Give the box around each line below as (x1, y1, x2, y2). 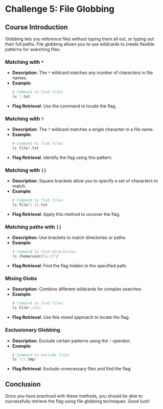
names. (12, 75, 27, 81)
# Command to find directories (12, 249, 76, 255)
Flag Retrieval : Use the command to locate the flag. (12, 103, 116, 109)
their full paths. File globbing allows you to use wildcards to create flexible (5, 41, 155, 47)
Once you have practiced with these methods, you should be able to (5, 393, 143, 399)
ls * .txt (12, 94, 30, 99)
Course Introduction (5, 23, 68, 31)
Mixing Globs (5, 275, 38, 282)
